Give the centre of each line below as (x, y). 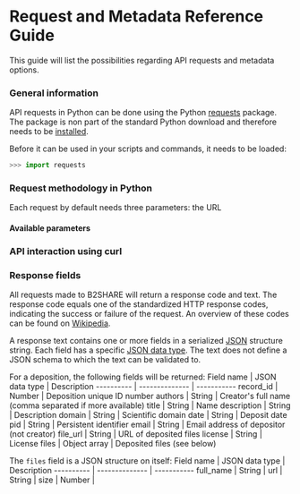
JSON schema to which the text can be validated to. (105, 360)
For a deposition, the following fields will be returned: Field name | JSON (143, 377)
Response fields (45, 275)
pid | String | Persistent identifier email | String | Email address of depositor (147, 425)
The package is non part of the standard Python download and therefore (143, 122)
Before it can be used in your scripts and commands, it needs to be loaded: (148, 149)
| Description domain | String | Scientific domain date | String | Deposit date (149, 415)
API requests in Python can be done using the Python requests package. (143, 113)
